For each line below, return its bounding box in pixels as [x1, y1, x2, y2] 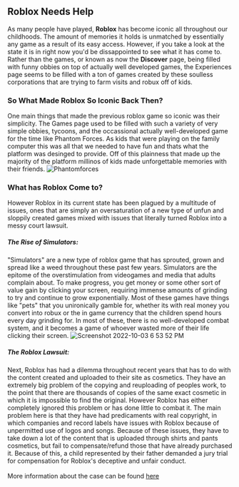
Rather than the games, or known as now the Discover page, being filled [7, 55, 221, 63]
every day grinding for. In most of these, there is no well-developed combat [7, 317, 230, 325]
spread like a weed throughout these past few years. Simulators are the [7, 263, 218, 272]
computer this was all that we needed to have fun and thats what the [7, 142, 209, 150]
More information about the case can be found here [7, 472, 160, 481]
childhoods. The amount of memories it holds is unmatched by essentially [7, 32, 225, 41]
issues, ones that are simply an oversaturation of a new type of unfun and [7, 206, 224, 215]
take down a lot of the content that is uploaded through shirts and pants [7, 434, 218, 443]
